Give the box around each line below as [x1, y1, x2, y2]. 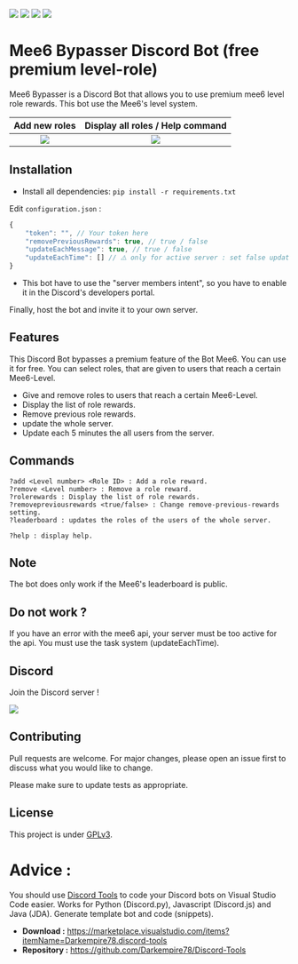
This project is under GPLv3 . [9, 829, 113, 840]
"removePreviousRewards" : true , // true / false [25, 236, 208, 246]
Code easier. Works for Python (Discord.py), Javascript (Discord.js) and [9, 898, 272, 910]
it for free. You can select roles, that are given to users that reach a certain [9, 362, 281, 373]
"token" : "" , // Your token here [25, 228, 149, 237]
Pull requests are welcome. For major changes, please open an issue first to [9, 753, 286, 763]
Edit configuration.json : [9, 203, 102, 213]
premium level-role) [9, 60, 158, 80]
